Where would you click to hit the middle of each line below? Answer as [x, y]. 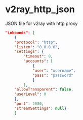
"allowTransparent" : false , [44, 89]
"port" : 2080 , [29, 104]
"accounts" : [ [38, 61]
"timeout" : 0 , [38, 56]
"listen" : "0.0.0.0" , [37, 47]
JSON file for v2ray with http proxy [41, 23]
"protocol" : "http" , [36, 42]
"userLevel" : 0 [30, 94]
